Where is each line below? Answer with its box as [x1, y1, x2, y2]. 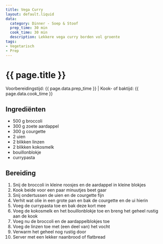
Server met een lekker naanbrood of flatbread [12, 234, 106, 240]
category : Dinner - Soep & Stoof [10, 21, 79, 26]
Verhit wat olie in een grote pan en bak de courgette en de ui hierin [12, 197, 148, 204]
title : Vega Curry [5, 7, 43, 12]
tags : [5, 39, 17, 44]
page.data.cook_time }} [5, 91, 53, 97]
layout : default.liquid [5, 12, 54, 17]
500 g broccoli [12, 118, 43, 124]
